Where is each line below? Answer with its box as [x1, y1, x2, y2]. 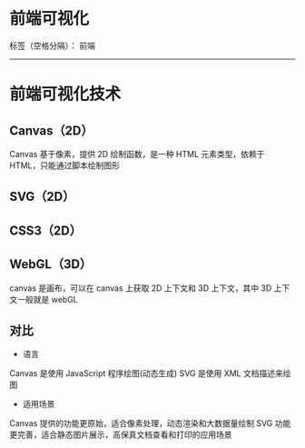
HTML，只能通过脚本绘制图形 [9, 160, 121, 171]
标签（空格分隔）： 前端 [9, 40, 95, 51]
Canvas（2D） [9, 123, 93, 138]
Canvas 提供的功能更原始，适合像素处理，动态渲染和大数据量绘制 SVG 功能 [9, 418, 291, 429]
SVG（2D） [9, 189, 75, 204]
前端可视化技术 [9, 84, 122, 105]
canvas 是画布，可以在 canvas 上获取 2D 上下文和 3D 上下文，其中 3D [9, 283, 272, 294]
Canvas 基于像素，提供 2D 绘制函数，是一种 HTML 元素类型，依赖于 [9, 148, 265, 159]
